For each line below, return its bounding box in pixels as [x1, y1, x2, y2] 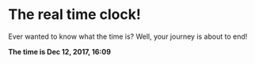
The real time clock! [8, 6, 141, 24]
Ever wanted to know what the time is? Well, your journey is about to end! [8, 32, 248, 41]
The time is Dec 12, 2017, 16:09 [8, 47, 112, 56]
